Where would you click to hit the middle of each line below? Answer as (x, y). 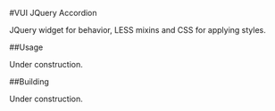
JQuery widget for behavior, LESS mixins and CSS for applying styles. (137, 30)
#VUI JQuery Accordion (53, 13)
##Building (29, 82)
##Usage (26, 47)
